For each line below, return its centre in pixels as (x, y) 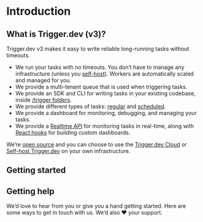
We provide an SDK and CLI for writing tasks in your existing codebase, (105, 93)
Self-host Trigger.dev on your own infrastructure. (68, 151)
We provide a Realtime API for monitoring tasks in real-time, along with (105, 126)
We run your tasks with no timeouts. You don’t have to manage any (100, 67)
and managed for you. (43, 80)
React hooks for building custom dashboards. (73, 133)
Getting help (30, 191)
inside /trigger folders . (43, 100)
